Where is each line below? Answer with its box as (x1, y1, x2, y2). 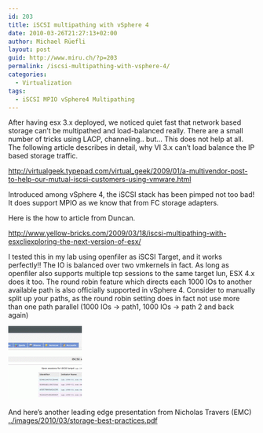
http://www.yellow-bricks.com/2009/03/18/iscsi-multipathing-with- (8, 228, 227, 238)
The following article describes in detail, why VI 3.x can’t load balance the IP (8, 143, 255, 152)
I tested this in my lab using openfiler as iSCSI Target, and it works (8, 252, 222, 262)
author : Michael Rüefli (8, 38, 86, 45)
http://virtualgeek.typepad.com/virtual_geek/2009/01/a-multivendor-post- (8, 166, 248, 176)
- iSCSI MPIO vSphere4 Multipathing (15, 95, 135, 104)
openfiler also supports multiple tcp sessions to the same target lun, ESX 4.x (8, 269, 255, 278)
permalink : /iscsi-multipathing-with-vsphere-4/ (8, 63, 170, 71)
